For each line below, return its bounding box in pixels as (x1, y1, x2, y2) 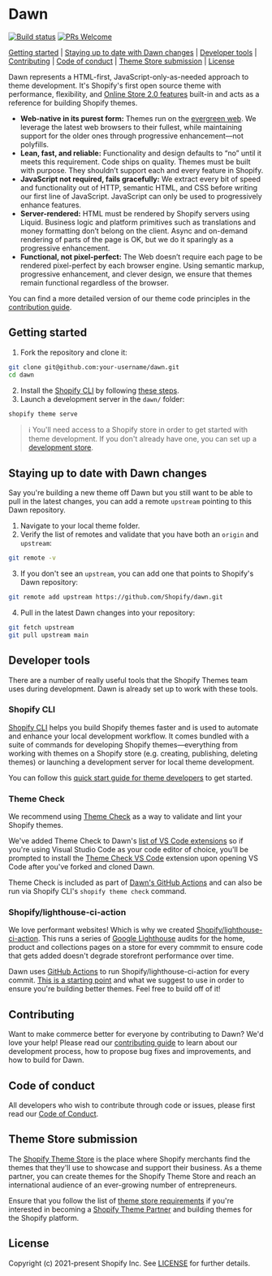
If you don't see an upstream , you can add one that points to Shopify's (19, 568, 254, 578)
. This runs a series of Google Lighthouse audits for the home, (37, 934, 245, 943)
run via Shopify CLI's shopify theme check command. (8, 886, 187, 896)
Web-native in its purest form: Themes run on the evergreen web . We (19, 113, 257, 123)
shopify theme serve (8, 410, 79, 418)
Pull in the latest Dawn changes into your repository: (19, 608, 196, 617)
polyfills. (19, 139, 50, 149)
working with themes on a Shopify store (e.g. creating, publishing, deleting (8, 748, 258, 758)
